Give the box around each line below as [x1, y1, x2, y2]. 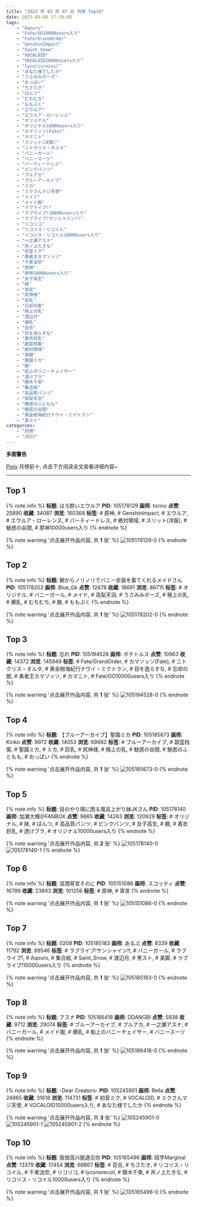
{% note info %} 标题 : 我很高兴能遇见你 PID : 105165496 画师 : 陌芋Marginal [6, 1154, 186, 1161]
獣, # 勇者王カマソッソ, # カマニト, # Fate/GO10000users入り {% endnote [6, 672, 185, 680]
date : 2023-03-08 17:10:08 [6, 14, 72, 20]
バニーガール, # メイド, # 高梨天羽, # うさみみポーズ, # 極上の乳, [34, 591, 189, 598]
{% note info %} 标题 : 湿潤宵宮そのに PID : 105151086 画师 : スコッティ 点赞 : [6, 880, 187, 887]
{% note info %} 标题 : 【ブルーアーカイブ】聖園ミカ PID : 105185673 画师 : [6, 731, 183, 739]
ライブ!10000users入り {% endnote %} [6, 961, 101, 968]
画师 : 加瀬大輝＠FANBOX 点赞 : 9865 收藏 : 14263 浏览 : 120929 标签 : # [6, 812, 173, 820]
